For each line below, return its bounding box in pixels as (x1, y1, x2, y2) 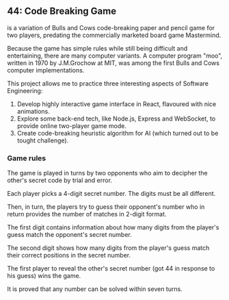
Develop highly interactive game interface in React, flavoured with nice (16, 99, 217, 108)
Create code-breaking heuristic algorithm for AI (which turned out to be (16, 129, 219, 137)
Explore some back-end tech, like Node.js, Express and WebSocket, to (16, 114, 216, 123)
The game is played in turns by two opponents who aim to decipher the (7, 169, 208, 177)
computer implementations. (7, 66, 85, 74)
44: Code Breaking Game (7, 5, 117, 17)
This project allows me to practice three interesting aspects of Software (7, 79, 209, 88)
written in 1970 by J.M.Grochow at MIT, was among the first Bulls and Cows (7, 58, 220, 67)
